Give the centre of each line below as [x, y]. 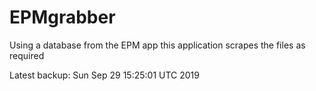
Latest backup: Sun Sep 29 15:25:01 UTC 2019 [104, 75]
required [27, 55]
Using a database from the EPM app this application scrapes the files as [157, 45]
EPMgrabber [62, 17]
